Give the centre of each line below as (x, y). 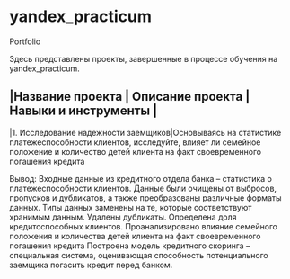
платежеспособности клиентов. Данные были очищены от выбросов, (143, 188)
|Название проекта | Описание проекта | (130, 97)
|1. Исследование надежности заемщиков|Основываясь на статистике (145, 132)
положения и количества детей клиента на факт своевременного (135, 236)
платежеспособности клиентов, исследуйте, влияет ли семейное (135, 142)
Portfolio (25, 41)
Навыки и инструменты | (83, 111)
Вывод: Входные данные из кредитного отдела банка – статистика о (141, 178)
